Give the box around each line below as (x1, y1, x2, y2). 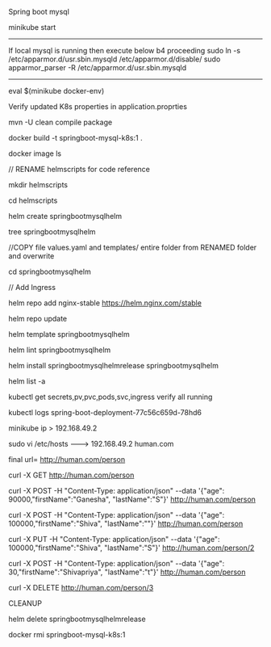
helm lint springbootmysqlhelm (8, 345, 111, 355)
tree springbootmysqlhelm (8, 227, 96, 237)
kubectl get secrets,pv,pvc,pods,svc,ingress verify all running (8, 392, 213, 401)
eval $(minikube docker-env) (8, 86, 105, 95)
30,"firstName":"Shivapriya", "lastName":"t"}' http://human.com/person (8, 567, 246, 577)
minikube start (8, 23, 56, 32)
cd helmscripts (8, 195, 58, 205)
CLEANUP (8, 599, 43, 608)
